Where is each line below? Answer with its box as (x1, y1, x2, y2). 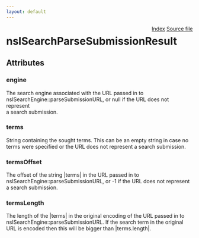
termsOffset (6, 158, 42, 166)
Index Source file (152, 25, 193, 32)
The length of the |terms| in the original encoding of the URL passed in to (6, 212, 185, 220)
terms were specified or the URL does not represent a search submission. (6, 143, 187, 150)
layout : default (6, 8, 46, 15)
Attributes (6, 58, 44, 68)
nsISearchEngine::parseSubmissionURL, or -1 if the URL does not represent (6, 178, 190, 185)
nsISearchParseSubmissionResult (6, 34, 178, 48)
